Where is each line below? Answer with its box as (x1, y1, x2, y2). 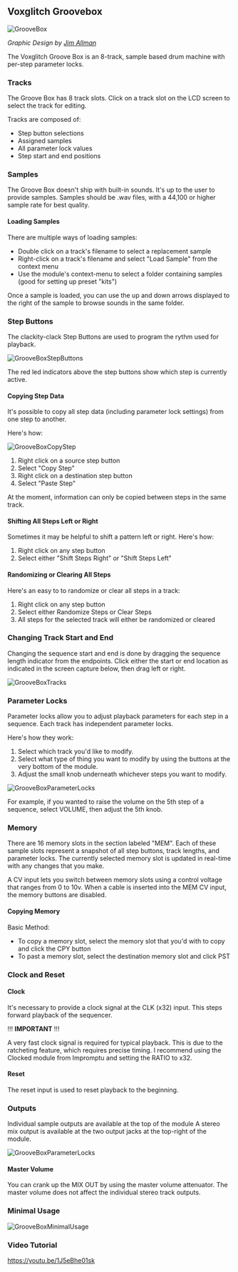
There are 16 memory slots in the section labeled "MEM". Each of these (7, 839, 217, 847)
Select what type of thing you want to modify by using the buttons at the (17, 755, 230, 763)
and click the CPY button (17, 944, 91, 953)
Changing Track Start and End (7, 633, 114, 643)
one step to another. (7, 415, 67, 423)
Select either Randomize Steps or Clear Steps (17, 607, 152, 616)
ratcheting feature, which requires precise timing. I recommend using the (7, 1045, 222, 1054)
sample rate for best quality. (7, 201, 90, 210)
